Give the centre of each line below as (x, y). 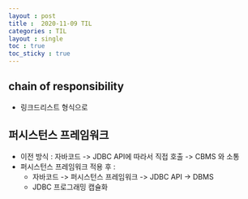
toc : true (27, 46)
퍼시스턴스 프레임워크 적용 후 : (68, 167)
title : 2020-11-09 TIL (50, 24)
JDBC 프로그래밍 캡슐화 (70, 187)
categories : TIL (38, 31)
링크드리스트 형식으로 (54, 107)
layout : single (36, 39)
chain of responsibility (66, 87)
